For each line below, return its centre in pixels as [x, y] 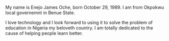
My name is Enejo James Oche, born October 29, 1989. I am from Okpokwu [85, 7]
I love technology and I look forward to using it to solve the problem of [79, 23]
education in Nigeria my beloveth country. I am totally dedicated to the [79, 28]
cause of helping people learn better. [44, 33]
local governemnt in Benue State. [40, 13]
